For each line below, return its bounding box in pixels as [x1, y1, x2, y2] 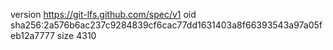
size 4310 [56, 30, 97, 41]
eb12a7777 [10, 30, 55, 41]
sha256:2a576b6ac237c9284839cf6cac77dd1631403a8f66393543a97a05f [10, 19, 323, 31]
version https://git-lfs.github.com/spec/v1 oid [10, 9, 197, 20]
